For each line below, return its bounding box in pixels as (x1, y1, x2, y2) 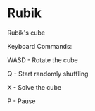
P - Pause (7, 97, 36, 105)
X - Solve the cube (7, 83, 62, 91)
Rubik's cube (7, 28, 46, 37)
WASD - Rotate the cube (7, 55, 79, 64)
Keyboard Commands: (7, 42, 72, 50)
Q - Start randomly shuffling (7, 69, 89, 78)
